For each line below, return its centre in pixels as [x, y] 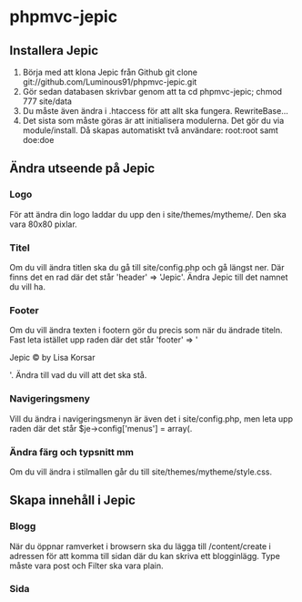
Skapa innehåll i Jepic [73, 500]
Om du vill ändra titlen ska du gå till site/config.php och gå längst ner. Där [147, 267]
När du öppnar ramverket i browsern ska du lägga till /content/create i [140, 546]
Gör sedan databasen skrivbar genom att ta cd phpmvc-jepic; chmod [152, 92]
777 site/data [47, 101]
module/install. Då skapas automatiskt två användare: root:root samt [151, 130]
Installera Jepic [54, 51]
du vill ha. [27, 286]
